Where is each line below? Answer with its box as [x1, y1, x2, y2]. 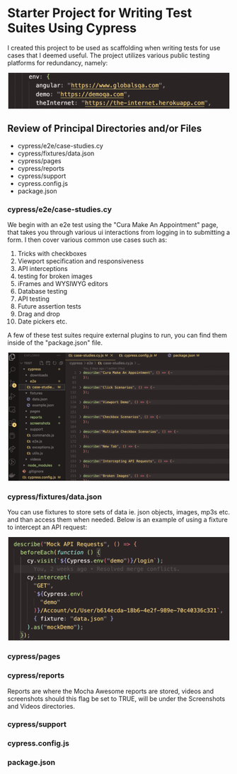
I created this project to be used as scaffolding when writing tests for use [7, 43, 221, 52]
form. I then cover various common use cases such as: [7, 236, 168, 244]
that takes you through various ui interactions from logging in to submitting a [7, 228, 231, 237]
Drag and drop [17, 310, 60, 319]
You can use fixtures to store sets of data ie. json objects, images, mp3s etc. [7, 507, 231, 516]
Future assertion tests [17, 302, 81, 311]
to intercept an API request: [7, 523, 87, 531]
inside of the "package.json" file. [7, 338, 103, 347]
